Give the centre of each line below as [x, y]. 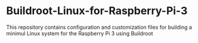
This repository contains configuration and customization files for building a [99, 27]
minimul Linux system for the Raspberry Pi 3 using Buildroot [80, 33]
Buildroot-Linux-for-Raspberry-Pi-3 [97, 11]
